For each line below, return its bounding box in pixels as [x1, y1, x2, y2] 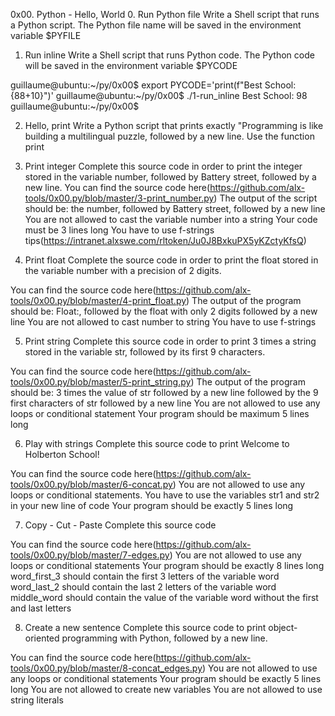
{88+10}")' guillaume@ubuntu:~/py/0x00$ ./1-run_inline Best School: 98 [10, 90, 308, 101]
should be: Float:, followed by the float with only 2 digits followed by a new [10, 305, 318, 317]
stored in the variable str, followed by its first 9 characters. [24, 346, 266, 358]
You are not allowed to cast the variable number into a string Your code [24, 214, 318, 225]
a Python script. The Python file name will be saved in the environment [10, 19, 302, 31]
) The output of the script [213, 192, 318, 204]
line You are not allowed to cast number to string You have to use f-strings [10, 316, 317, 328]
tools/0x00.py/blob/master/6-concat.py [10, 479, 173, 490]
